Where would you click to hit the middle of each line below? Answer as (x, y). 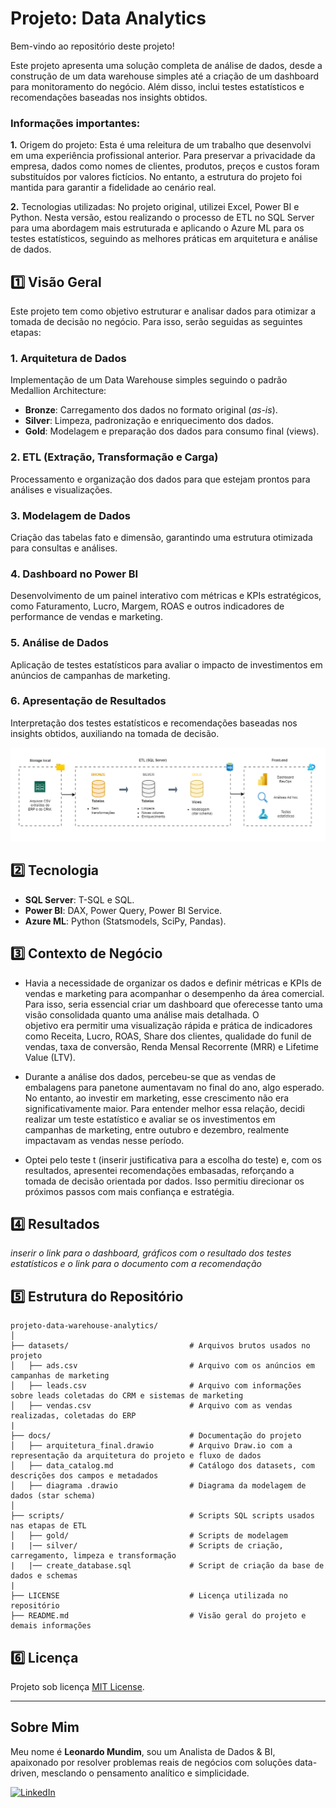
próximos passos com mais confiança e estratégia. (129, 1191)
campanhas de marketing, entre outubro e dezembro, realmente (157, 1129)
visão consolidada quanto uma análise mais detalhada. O (142, 1014)
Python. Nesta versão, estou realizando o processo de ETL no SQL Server (162, 218)
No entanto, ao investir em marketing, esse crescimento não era (157, 1098)
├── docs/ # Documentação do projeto (156, 1436)
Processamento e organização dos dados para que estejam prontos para (160, 479)
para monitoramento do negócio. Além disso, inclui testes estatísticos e (157, 86)
